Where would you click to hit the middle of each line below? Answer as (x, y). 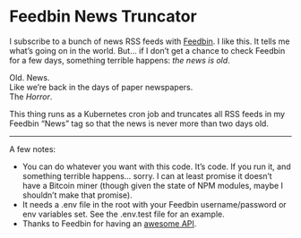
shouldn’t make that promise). (77, 195)
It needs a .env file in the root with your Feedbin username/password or (154, 204)
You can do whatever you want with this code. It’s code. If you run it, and (156, 166)
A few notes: (33, 149)
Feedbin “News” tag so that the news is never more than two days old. (139, 123)
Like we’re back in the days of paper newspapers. (101, 87)
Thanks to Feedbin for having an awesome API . (109, 223)
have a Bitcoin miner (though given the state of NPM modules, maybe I (153, 185)
